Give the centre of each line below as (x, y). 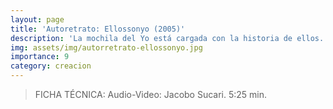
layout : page (37, 19)
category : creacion (51, 66)
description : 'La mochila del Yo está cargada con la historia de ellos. (167, 38)
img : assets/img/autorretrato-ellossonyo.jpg (106, 47)
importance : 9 (40, 57)
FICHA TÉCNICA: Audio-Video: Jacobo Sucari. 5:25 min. (151, 94)
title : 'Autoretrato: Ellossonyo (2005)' (98, 29)
